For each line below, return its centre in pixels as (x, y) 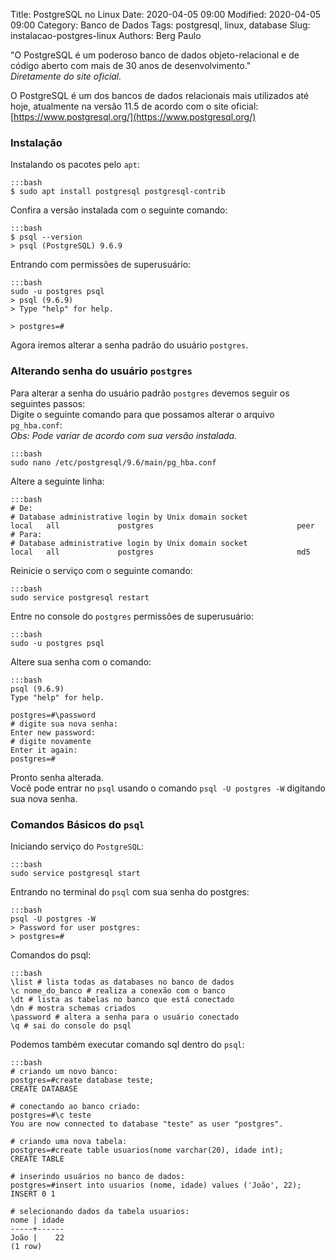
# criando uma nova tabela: (69, 1141)
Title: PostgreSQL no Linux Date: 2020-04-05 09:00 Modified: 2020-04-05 (166, 14)
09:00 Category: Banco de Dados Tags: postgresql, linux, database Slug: (160, 25)
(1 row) (26, 1246)
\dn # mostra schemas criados (73, 1008)
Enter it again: (44, 750)
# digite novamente (51, 741)
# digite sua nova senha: (64, 724)
